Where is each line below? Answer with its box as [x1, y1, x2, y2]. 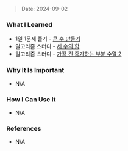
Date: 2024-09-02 [21, 6, 68, 12]
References [6, 124, 41, 133]
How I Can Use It [6, 95, 56, 103]
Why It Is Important [6, 66, 65, 75]
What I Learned [6, 20, 53, 29]
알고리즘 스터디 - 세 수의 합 [15, 43, 80, 50]
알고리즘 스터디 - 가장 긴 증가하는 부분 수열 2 [15, 50, 122, 57]
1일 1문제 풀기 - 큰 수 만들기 [15, 35, 81, 42]
